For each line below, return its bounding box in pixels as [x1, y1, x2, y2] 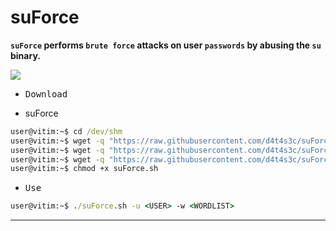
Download [24, 88, 68, 100]
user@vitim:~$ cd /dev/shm [10, 126, 123, 136]
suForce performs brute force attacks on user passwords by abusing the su [10, 39, 322, 51]
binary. [10, 49, 41, 61]
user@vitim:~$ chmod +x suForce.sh [10, 164, 159, 174]
